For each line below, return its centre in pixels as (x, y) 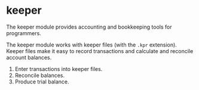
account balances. (29, 57)
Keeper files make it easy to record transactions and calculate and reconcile (100, 51)
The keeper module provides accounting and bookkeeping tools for (89, 27)
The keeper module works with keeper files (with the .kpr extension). (92, 45)
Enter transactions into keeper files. (59, 69)
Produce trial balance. (42, 82)
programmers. (24, 33)
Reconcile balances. (39, 75)
